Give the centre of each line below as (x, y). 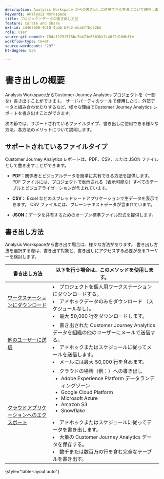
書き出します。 (84, 430)
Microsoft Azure (79, 398)
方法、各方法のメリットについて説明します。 (50, 130)
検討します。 (26, 257)
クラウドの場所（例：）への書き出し (101, 371)
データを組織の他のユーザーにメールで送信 (102, 333)
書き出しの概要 (35, 80)
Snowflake (73, 411)
